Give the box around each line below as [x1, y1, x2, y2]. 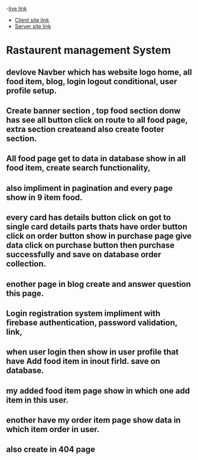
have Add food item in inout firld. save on [6, 356, 161, 366]
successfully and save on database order [6, 250, 161, 260]
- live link [6, 5, 27, 12]
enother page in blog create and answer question [6, 279, 191, 289]
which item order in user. [6, 424, 100, 435]
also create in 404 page [6, 445, 96, 455]
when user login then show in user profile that [6, 347, 179, 357]
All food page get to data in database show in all [6, 154, 186, 164]
